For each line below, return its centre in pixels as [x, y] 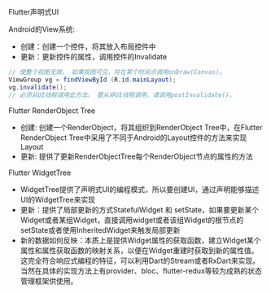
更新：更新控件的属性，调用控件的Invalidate [94, 57]
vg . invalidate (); [38, 87]
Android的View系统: [42, 29]
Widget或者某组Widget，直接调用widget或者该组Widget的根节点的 [132, 220]
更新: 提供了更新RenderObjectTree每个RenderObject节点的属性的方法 [137, 156]
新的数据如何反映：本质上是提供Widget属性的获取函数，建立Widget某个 [140, 240]
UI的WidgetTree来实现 [58, 199]
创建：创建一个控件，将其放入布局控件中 [88, 46]
